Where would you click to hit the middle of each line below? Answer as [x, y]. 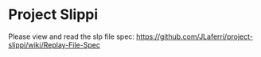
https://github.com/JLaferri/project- [195, 36]
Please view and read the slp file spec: [72, 36]
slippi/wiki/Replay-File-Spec [55, 44]
